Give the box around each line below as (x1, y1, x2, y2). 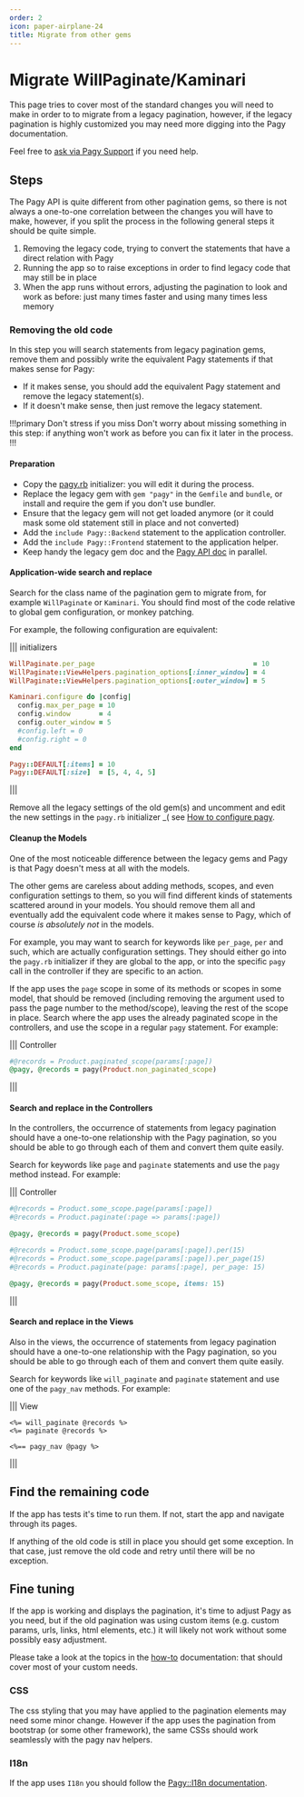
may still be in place (22, 272, 97, 283)
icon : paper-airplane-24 (9, 22, 103, 31)
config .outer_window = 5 (17, 718, 112, 727)
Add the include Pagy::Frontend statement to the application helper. (22, 536, 279, 547)
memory (22, 301, 54, 312)
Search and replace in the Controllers (9, 1102, 153, 1113)
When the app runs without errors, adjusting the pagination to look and (22, 282, 288, 293)
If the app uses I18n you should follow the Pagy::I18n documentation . (9, 1778, 268, 1789)
